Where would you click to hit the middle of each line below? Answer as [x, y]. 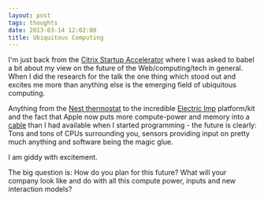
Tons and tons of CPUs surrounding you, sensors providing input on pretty [129, 134]
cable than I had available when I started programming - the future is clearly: [133, 125]
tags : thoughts [33, 23]
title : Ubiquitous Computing [56, 37]
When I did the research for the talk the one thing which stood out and [122, 76]
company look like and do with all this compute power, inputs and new [122, 181]
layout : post [30, 15]
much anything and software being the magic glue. [91, 142]
